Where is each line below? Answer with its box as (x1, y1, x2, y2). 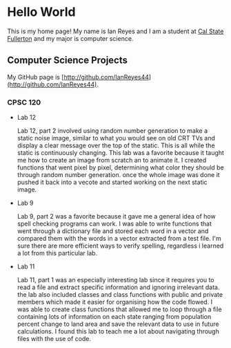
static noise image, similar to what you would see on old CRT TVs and (17, 134, 216, 143)
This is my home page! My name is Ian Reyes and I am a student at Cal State (7, 27, 224, 35)
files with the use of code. (17, 335, 92, 343)
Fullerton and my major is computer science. (7, 34, 134, 42)
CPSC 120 (7, 98, 41, 107)
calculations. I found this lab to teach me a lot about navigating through (17, 327, 219, 336)
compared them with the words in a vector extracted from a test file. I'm (17, 235, 222, 243)
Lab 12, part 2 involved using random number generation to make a (17, 127, 208, 135)
